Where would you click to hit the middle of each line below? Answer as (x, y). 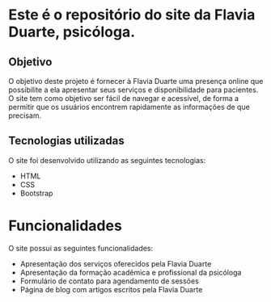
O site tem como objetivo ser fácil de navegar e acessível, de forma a (124, 98)
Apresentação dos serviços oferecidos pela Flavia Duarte (116, 263)
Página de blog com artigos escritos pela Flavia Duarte (111, 289)
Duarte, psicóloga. (72, 32)
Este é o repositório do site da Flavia (132, 15)
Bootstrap (36, 193)
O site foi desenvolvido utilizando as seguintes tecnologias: (107, 160)
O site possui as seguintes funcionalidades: (81, 248)
